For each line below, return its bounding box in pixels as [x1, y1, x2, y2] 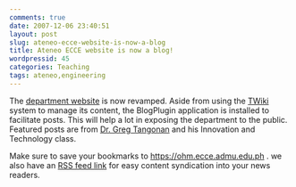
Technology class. [9, 133, 77, 143]
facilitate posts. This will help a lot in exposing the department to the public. [9, 114, 288, 125]
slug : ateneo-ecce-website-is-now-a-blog [9, 37, 166, 47]
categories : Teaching [9, 63, 90, 72]
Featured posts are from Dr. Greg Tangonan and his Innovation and [9, 124, 256, 134]
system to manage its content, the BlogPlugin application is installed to [9, 104, 270, 116]
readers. [9, 169, 40, 180]
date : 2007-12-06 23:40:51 [9, 21, 110, 30]
